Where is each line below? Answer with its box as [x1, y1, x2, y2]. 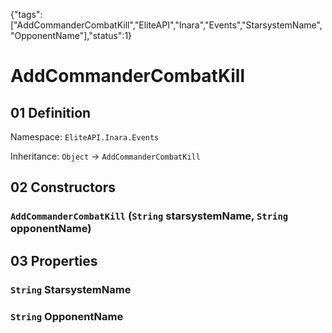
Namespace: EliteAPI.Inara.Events [10, 131, 160, 143]
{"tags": [10, 9, 43, 20]
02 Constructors [10, 179, 116, 196]
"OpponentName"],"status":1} [10, 30, 133, 41]
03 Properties [10, 252, 98, 269]
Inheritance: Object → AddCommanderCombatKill [10, 150, 201, 162]
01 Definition [10, 104, 92, 121]
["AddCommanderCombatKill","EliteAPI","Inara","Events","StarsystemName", [10, 19, 323, 31]
